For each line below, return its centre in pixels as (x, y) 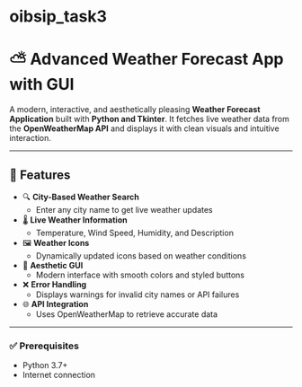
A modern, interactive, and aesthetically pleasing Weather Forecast (135, 110)
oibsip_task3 (58, 17)
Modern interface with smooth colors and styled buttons (140, 275)
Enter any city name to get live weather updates (124, 209)
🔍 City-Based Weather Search (80, 197)
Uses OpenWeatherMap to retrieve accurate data (127, 314)
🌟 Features (40, 175)
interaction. (31, 138)
